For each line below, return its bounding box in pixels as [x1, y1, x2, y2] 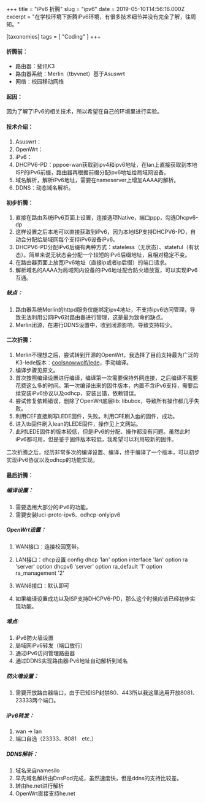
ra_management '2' [15, 569, 64, 577]
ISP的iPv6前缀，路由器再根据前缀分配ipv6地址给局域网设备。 [15, 168, 170, 176]
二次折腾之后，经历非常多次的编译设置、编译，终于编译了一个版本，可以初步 [6, 448, 200, 456]
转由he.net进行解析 [15, 782, 64, 790]
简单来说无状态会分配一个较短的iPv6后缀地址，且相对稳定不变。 [28, 251, 191, 258]
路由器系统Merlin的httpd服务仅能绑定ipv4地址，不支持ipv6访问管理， [15, 305, 190, 313]
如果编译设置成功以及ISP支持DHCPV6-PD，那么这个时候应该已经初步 [15, 594, 190, 602]
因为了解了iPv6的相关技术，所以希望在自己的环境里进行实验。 [6, 108, 162, 115]
